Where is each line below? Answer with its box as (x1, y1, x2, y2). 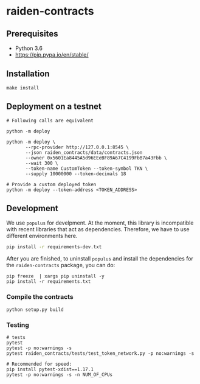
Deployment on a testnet (6, 102, 102, 112)
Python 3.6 (15, 44, 43, 52)
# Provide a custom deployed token (6, 181, 97, 187)
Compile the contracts (6, 293, 74, 301)
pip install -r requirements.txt (6, 279, 91, 285)
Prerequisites (6, 29, 58, 39)
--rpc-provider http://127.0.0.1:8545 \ (25, 144, 129, 150)
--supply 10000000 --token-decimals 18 (25, 170, 126, 177)
